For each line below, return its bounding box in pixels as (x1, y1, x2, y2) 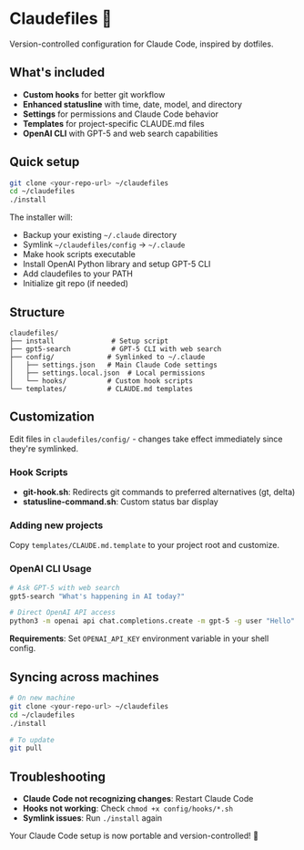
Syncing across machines (9, 669, 159, 685)
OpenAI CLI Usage (9, 563, 93, 575)
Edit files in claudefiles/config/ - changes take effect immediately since (9, 433, 283, 444)
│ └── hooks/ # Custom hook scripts (9, 377, 194, 386)
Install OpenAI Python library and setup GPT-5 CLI (22, 259, 211, 270)
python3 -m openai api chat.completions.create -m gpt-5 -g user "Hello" (9, 617, 296, 626)
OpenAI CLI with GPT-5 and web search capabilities (22, 128, 218, 139)
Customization (9, 409, 96, 425)
